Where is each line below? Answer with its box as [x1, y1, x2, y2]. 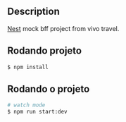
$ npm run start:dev [7, 109, 68, 116]
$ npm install [7, 63, 49, 71]
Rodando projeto [7, 45, 82, 57]
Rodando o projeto [7, 83, 90, 94]
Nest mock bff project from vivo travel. [7, 24, 120, 32]
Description [7, 6, 60, 18]
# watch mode [7, 102, 46, 109]
